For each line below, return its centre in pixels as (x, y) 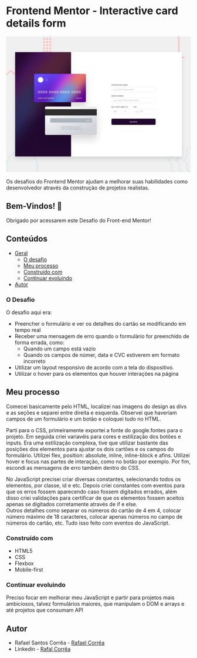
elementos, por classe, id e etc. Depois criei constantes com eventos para (95, 485)
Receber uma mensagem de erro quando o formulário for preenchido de (102, 336)
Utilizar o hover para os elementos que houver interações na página (96, 374)
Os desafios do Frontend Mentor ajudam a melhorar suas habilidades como (97, 182)
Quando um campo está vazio (60, 349)
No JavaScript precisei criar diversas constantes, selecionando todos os (94, 479)
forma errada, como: (39, 343)
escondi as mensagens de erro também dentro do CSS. (73, 467)
